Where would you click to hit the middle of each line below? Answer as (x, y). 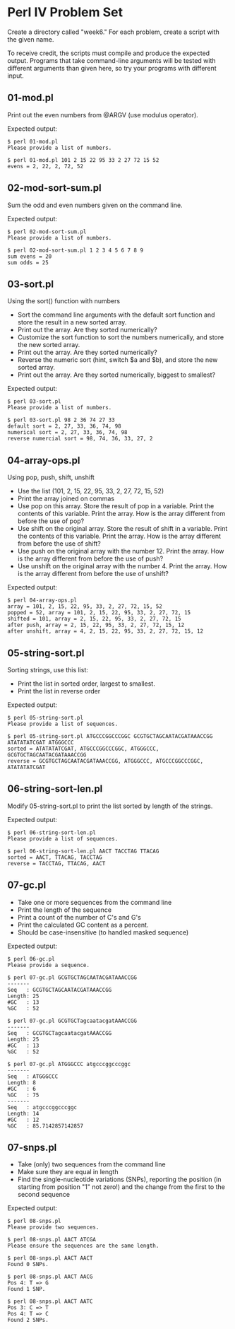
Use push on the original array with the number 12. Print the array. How (121, 551)
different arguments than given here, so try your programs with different (112, 68)
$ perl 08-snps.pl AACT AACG (50, 1277)
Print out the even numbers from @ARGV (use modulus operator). (103, 115)
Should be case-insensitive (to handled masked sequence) (103, 932)
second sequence (44, 1195)
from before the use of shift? (59, 544)
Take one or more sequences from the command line (95, 902)
